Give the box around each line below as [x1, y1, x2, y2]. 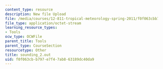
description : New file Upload [5, 12, 66, 17]
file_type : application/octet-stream [5, 20, 81, 26]
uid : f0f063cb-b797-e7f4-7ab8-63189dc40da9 [5, 57, 95, 62]
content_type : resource [5, 7, 53, 12]
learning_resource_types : [5, 25, 57, 30]
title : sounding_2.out [5, 52, 51, 57]
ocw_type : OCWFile [5, 34, 42, 39]
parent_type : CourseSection [5, 43, 62, 48]
